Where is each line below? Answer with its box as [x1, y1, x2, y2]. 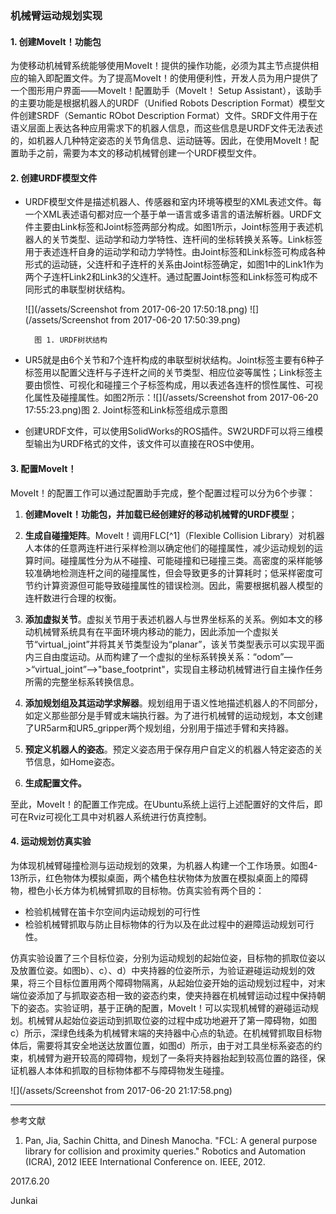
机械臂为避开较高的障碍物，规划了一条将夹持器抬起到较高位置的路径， [27, 1052, 317, 1064]
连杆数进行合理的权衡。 [24, 592, 122, 604]
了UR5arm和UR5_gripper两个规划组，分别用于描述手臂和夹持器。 [24, 722, 295, 734]
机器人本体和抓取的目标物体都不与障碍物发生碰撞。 [18, 1064, 230, 1076]
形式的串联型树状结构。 [33, 283, 131, 296]
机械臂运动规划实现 [10, 8, 103, 22]
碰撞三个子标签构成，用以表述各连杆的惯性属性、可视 [103, 379, 323, 391]
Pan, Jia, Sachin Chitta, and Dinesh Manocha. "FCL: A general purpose [24, 1134, 318, 1146]
